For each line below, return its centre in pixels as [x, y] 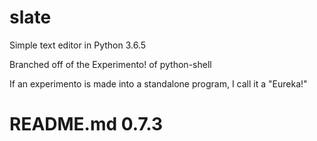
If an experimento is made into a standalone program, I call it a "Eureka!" [158, 83]
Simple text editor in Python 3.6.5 [78, 45]
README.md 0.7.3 [86, 124]
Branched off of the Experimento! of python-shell [110, 64]
